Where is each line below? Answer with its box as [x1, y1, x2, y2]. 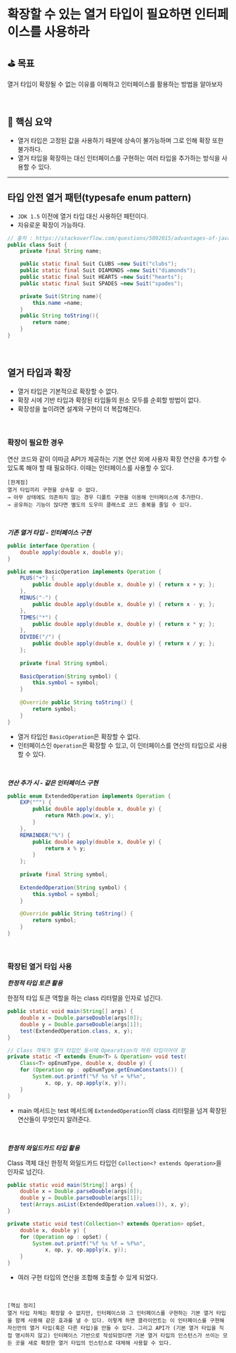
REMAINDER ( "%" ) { [20, 831, 71, 838]
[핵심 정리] [7, 1302, 37, 1309]
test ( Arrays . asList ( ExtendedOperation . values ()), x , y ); [20, 1201, 190, 1208]
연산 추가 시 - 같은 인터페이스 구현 [7, 779, 98, 787]
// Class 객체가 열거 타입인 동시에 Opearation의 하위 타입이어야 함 [7, 1047, 185, 1054]
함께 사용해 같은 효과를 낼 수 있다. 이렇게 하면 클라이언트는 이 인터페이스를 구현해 [15, 1317, 225, 1324]
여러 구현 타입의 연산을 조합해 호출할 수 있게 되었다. [17, 1273, 158, 1282]
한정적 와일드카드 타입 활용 [7, 1143, 80, 1152]
